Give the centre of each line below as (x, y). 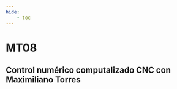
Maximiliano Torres (43, 80)
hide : (13, 12)
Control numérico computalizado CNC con (88, 70)
